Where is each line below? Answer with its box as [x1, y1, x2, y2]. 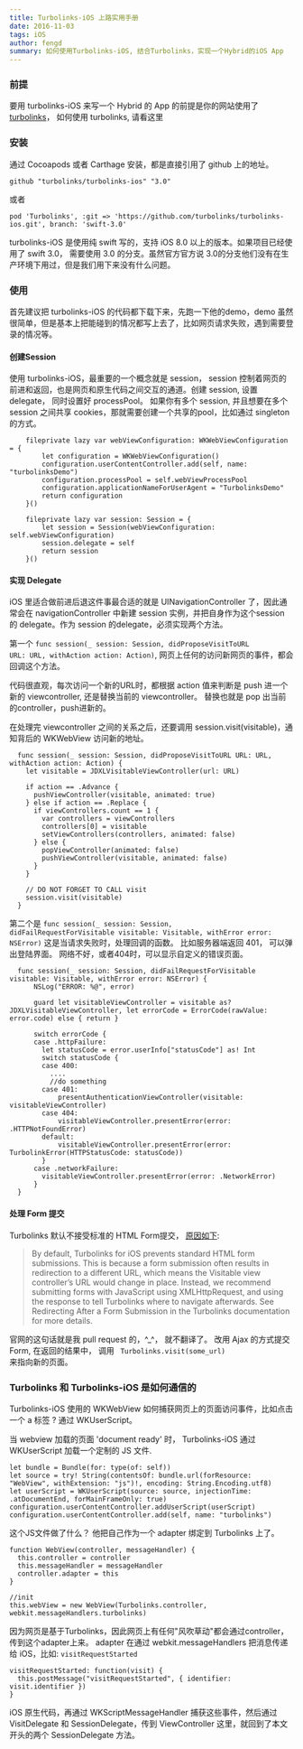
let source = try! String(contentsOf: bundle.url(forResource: [9, 1471, 252, 1480]
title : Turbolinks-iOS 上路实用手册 [9, 13, 139, 23]
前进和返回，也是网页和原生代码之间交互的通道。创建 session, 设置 [9, 385, 259, 395]
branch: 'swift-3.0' [49, 219, 127, 228]
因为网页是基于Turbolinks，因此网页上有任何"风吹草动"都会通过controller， [9, 1625, 289, 1636]
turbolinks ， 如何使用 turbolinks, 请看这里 [9, 112, 164, 123]
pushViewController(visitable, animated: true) [32, 791, 216, 800]
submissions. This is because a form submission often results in [31, 1257, 270, 1269]
